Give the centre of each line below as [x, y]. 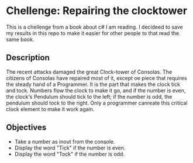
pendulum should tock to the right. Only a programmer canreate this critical [97, 103]
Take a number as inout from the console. [65, 141]
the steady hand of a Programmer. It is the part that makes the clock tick [93, 84]
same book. [20, 39]
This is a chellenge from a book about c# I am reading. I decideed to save [94, 27]
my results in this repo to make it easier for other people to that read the [93, 33]
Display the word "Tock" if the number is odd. [69, 154]
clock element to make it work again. [50, 109]
